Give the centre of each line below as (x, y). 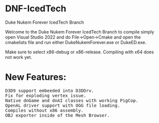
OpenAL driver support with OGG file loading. (63, 105)
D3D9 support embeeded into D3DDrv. (50, 90)
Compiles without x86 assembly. (44, 110)
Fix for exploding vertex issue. (46, 95)
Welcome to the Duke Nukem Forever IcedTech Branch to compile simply (80, 32)
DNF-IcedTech (36, 9)
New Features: (36, 77)
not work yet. (19, 57)
